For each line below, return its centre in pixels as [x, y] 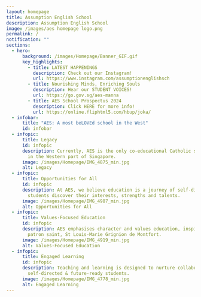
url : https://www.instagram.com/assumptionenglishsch [101, 78]
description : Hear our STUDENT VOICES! [83, 90]
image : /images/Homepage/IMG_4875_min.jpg [76, 162]
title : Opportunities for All [60, 179]
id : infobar [37, 129]
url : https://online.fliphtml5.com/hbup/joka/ [92, 112]
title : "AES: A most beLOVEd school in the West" [85, 123]
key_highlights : [42, 62]
